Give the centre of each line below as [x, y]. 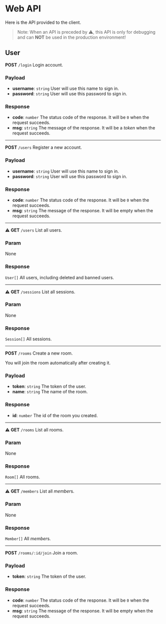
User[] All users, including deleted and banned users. [60, 277]
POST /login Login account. [34, 64]
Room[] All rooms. [23, 477]
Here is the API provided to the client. [43, 22]
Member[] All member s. [28, 538]
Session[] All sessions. [28, 339]
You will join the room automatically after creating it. [58, 363]
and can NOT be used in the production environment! [71, 37]
